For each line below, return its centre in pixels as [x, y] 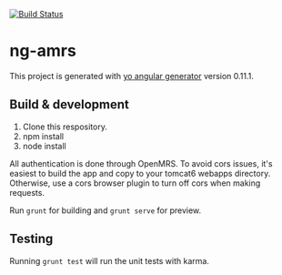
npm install [43, 136]
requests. [27, 192]
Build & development [69, 105]
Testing [31, 239]
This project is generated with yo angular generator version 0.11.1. [132, 76]
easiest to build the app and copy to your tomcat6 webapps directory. [140, 173]
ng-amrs [43, 51]
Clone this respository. [65, 127]
